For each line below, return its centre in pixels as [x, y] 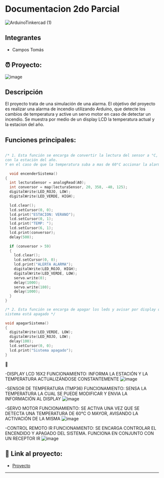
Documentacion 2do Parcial [62, 9]
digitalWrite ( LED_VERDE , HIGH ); [42, 196]
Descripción [24, 92]
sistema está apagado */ [30, 314]
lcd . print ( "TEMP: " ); [31, 224]
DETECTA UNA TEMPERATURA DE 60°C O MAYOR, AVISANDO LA [72, 413]
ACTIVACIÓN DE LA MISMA [33, 418]
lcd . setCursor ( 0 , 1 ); [31, 219]
